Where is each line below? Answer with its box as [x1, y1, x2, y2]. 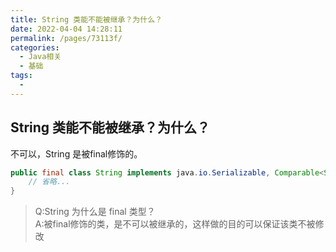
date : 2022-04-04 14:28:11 [10, 24, 123, 34]
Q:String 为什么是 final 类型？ [34, 206, 156, 218]
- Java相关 [19, 52, 62, 62]
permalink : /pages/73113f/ [10, 33, 123, 43]
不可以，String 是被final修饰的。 [10, 147, 143, 160]
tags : [10, 71, 33, 81]
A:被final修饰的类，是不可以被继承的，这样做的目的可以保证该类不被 [34, 218, 316, 230]
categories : [10, 42, 60, 53]
